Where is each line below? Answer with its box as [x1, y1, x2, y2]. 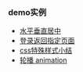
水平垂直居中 [19, 26, 61, 36]
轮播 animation [19, 56, 68, 65]
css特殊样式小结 [19, 45, 73, 56]
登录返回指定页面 [19, 36, 75, 45]
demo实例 [8, 6, 47, 17]
